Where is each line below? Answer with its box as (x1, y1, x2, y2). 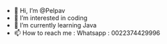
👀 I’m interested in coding (13, 14, 88, 22)
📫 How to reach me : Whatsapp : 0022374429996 (13, 29, 161, 37)
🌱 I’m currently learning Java (13, 21, 97, 29)
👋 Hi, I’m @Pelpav (13, 7, 66, 14)
